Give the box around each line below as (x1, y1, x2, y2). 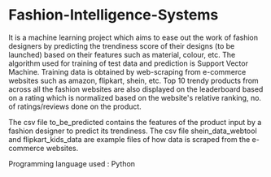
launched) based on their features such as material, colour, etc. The (8, 50, 236, 59)
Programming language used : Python (8, 158, 136, 168)
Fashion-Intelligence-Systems (8, 6, 219, 24)
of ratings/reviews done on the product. (8, 101, 142, 111)
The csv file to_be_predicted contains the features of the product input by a (8, 117, 262, 127)
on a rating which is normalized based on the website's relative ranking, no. (8, 93, 262, 102)
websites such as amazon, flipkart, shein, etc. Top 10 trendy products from (8, 76, 259, 85)
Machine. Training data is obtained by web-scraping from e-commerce (8, 67, 247, 76)
